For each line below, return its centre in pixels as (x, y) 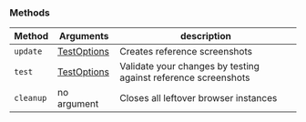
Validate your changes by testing (189, 66)
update (28, 51)
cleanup (31, 98)
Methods (30, 13)
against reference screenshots (185, 77)
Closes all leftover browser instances (199, 98)
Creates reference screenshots (186, 52)
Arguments (84, 36)
